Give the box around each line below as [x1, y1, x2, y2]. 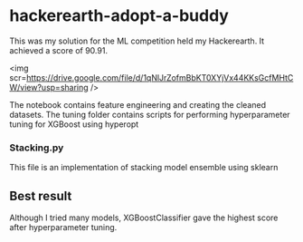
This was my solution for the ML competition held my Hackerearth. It [9, 35, 265, 46]
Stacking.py [9, 141, 64, 154]
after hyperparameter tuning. [9, 222, 118, 233]
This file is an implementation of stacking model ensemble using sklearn [9, 162, 279, 173]
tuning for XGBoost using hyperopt [9, 119, 139, 130]
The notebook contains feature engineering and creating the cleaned [9, 99, 267, 110]
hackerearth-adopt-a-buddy [9, 5, 229, 26]
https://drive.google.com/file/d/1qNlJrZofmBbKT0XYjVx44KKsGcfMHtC [25, 72, 294, 82]
